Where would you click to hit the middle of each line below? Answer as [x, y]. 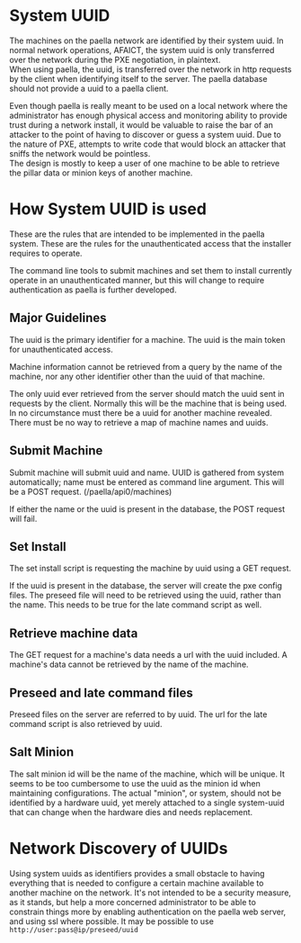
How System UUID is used [108, 209]
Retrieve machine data [74, 633]
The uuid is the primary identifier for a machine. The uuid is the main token [147, 339]
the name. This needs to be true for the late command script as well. [136, 605]
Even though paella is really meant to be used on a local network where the [149, 105]
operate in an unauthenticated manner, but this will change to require [137, 280]
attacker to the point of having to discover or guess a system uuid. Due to [145, 134]
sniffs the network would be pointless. [80, 153]
